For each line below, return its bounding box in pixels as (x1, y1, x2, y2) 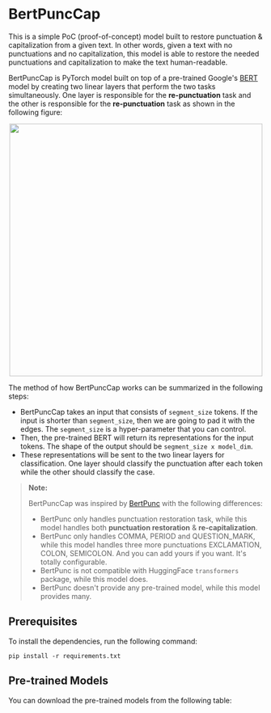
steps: (8, 391, 29, 401)
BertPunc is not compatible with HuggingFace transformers (40, 565, 239, 575)
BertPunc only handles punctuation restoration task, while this (40, 514, 248, 524)
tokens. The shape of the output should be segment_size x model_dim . (19, 441, 253, 451)
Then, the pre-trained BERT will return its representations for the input (19, 432, 254, 442)
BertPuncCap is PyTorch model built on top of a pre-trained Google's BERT (8, 73, 259, 82)
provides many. (40, 591, 92, 601)
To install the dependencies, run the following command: (8, 636, 198, 646)
